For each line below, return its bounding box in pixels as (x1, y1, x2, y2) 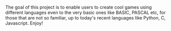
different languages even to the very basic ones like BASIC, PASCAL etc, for (5, 9, 166, 15)
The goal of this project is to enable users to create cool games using (5, 4, 152, 10)
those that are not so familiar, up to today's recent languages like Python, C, (5, 15, 166, 20)
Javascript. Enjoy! (5, 20, 43, 26)
